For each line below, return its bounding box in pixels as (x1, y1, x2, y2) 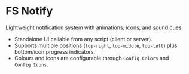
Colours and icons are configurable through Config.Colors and (14, 54, 169, 61)
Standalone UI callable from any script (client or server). (14, 35, 153, 42)
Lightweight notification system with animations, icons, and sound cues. (5, 24, 184, 31)
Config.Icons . (14, 61, 48, 68)
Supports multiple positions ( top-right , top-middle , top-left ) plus (14, 42, 178, 49)
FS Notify (5, 4, 53, 18)
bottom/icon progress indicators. (14, 48, 96, 55)
